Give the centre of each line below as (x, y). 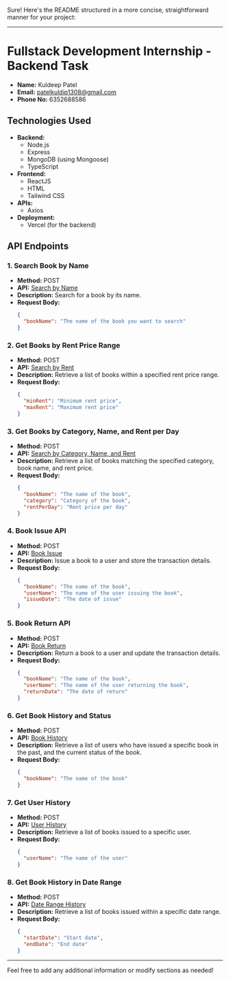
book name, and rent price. (55, 468)
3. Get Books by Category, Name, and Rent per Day (93, 431)
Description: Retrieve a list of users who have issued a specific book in (118, 745)
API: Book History (42, 738)
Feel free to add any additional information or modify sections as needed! (111, 970)
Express (39, 152)
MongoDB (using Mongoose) (68, 159)
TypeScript (43, 166)
